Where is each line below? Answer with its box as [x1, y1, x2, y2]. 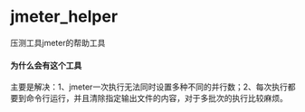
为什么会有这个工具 [10, 60, 82, 70]
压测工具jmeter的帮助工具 [10, 37, 106, 48]
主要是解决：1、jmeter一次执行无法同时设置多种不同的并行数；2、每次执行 [10, 81, 288, 92]
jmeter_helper [10, 6, 119, 27]
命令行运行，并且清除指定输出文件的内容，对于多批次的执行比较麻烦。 [25, 93, 288, 104]
